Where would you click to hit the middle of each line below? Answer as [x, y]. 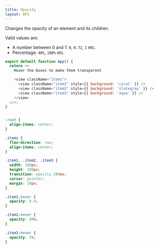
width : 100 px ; [24, 165]
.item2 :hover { [21, 215]
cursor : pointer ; [27, 179]
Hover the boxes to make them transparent [58, 71]
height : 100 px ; [25, 170]
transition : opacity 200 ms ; [38, 174]
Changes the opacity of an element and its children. [57, 28]
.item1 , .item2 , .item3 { [31, 161]
